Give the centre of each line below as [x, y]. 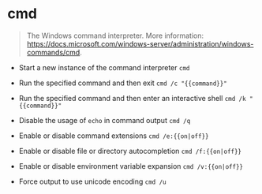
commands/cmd [53, 52]
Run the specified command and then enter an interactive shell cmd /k [132, 98]
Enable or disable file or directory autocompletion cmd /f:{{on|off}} [130, 151]
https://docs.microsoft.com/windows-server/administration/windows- [140, 43]
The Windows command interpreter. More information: [115, 35]
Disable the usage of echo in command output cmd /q [105, 120]
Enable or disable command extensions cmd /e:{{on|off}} [114, 136]
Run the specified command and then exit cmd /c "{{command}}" [123, 83]
